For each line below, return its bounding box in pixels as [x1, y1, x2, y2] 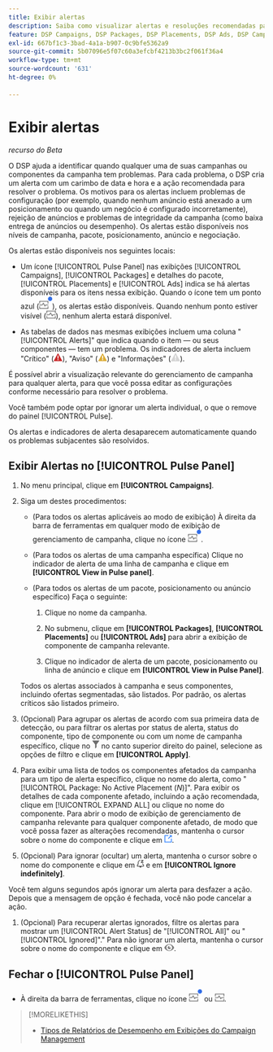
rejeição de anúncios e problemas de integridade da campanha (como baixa [8, 213, 263, 222]
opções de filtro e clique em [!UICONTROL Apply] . [19, 750, 191, 760]
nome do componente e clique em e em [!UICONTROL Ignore [19, 860, 236, 870]
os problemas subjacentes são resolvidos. [8, 436, 149, 445]
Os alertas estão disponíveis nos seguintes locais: [8, 245, 176, 256]
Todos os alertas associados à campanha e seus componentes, [19, 681, 234, 691]
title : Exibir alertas [8, 13, 85, 21]
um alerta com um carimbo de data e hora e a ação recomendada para [8, 178, 245, 187]
